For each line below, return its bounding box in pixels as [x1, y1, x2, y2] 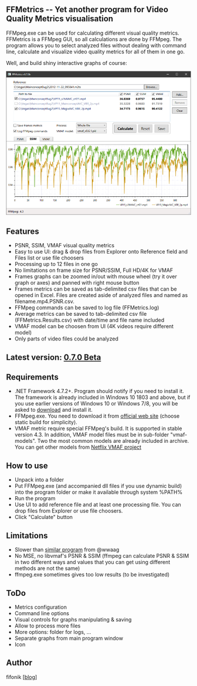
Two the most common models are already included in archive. [37, 438, 189, 445]
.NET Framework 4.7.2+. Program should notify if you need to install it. [14, 388, 185, 395]
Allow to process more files [14, 622, 81, 629]
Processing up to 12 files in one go [14, 261, 98, 268]
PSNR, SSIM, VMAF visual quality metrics [14, 242, 115, 249]
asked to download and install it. [14, 407, 93, 414]
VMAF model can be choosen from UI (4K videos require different [14, 323, 174, 330]
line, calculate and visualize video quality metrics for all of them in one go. [6, 48, 185, 55]
